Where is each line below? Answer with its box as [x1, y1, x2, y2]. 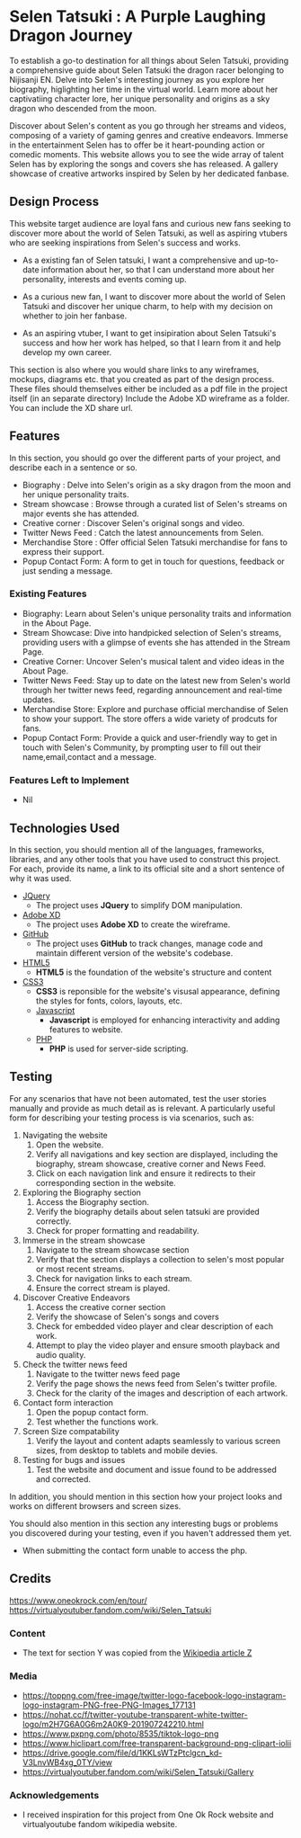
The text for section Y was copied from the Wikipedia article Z [22, 1647, 252, 1658]
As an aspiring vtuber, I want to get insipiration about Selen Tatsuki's [22, 327, 277, 338]
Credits [9, 1571, 52, 1586]
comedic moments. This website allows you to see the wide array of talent [9, 148, 285, 159]
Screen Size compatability [22, 1425, 120, 1436]
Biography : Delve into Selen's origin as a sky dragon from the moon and [22, 479, 292, 490]
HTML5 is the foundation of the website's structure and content [35, 967, 272, 977]
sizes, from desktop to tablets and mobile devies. [35, 1445, 218, 1456]
